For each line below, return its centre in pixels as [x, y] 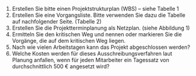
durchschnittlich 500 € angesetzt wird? [61, 66]
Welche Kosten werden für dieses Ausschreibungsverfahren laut [92, 53]
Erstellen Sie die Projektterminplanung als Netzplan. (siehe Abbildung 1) [101, 28]
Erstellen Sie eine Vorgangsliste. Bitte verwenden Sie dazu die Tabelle [99, 15]
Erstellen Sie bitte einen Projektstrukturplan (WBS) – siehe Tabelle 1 [95, 9]
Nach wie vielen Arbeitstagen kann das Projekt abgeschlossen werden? [101, 47]
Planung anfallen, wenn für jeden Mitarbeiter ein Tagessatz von [90, 60]
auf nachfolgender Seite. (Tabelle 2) [57, 21]
